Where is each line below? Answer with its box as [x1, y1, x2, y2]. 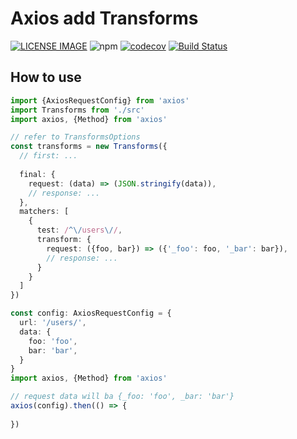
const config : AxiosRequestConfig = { [10, 308, 172, 319]
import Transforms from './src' [10, 105, 145, 115]
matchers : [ [19, 207, 70, 217]
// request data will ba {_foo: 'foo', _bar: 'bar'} [10, 392, 235, 402]
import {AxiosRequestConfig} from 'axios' [10, 95, 190, 106]
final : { [19, 169, 56, 179]
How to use [10, 69, 82, 86]
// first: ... [19, 151, 78, 161]
